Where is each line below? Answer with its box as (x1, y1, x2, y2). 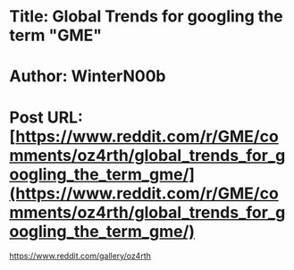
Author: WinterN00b (9, 66, 166, 87)
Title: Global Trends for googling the (9, 6, 283, 27)
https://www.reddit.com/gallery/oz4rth (9, 250, 152, 261)
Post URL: (9, 107, 83, 127)
